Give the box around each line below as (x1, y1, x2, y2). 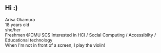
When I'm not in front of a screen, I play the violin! (5, 42, 105, 48)
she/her (5, 26, 21, 33)
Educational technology (5, 37, 53, 43)
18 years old (5, 22, 30, 27)
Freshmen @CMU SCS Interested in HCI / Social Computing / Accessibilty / (5, 32, 156, 38)
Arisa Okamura (5, 16, 35, 22)
